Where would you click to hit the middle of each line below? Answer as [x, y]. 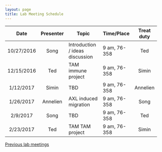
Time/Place [116, 33]
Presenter [52, 33]
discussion [81, 57]
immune [77, 71]
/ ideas [76, 50]
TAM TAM [79, 126]
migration [79, 105]
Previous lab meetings [27, 144]
